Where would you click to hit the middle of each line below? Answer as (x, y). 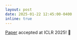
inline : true (19, 19)
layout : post (19, 10)
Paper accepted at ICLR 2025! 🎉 (38, 33)
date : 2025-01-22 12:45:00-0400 (38, 14)
